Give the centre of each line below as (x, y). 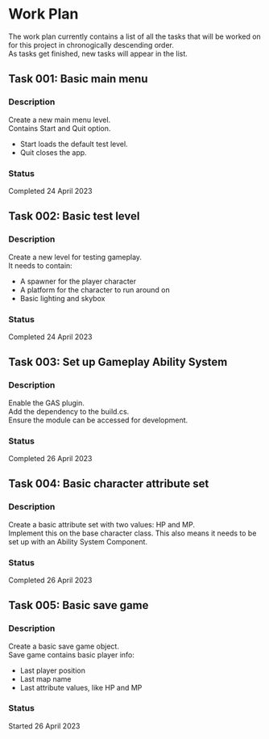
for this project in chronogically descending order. (91, 44)
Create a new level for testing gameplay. (75, 257)
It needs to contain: (40, 265)
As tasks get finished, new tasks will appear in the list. (98, 53)
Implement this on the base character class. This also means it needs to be (132, 533)
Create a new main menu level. (60, 120)
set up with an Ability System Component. (78, 541)
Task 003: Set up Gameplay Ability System (118, 362)
